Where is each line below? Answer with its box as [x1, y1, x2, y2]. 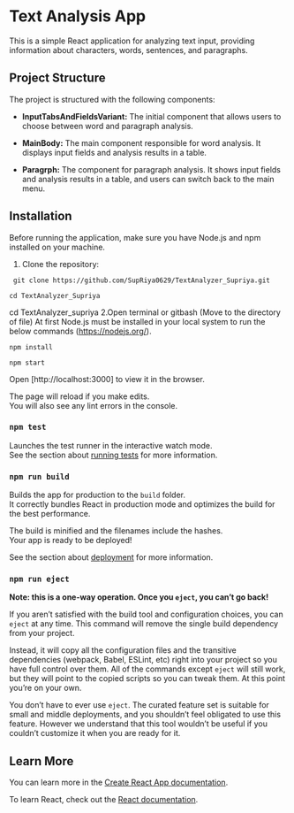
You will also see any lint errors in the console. [9, 400, 178, 410]
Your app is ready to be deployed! [9, 535, 132, 546]
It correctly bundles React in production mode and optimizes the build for [9, 499, 275, 510]
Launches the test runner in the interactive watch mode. [9, 440, 214, 450]
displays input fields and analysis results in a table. [21, 147, 207, 157]
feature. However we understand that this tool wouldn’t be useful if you [9, 718, 268, 729]
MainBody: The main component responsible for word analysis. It [21, 137, 261, 148]
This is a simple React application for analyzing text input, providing [9, 35, 255, 46]
